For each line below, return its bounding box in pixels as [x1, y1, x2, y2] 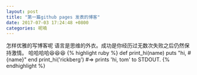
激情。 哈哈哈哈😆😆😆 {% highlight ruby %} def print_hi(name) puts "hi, [11, 50, 187, 57]
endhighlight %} [6, 63, 46, 70]
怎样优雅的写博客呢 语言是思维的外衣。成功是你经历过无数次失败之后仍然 [6, 42, 185, 49]
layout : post [6, 8, 39, 15]
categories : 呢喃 [6, 25, 47, 31]
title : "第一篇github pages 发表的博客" [6, 14, 100, 20]
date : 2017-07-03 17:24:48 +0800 [6, 19, 89, 25]
